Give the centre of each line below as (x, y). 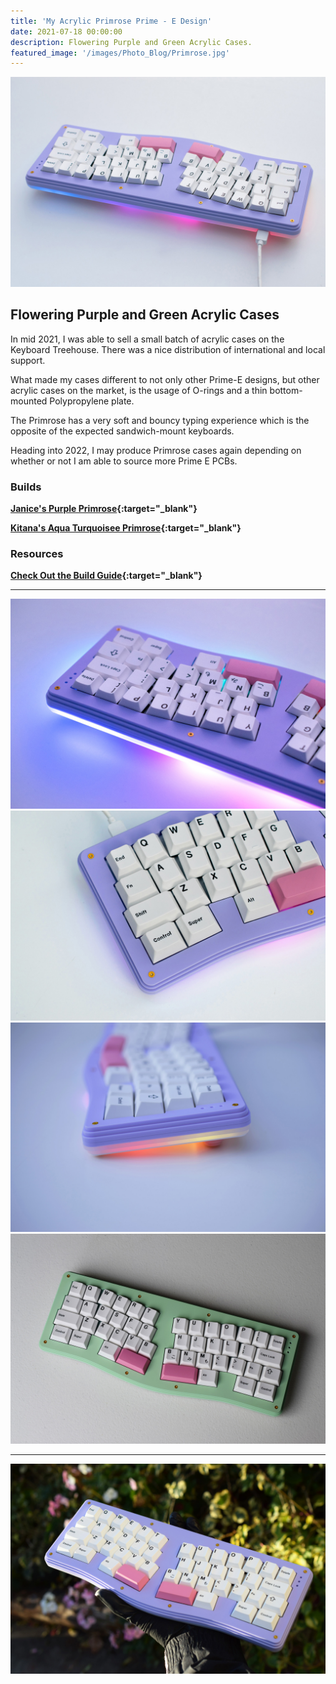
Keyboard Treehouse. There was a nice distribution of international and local (168, 349)
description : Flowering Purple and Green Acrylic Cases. (131, 42)
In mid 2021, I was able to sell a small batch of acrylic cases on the (147, 339)
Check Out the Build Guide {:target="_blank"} (106, 576)
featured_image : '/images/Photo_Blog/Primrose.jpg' (120, 53)
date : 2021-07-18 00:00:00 (66, 31)
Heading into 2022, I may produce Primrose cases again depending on (156, 450)
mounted (29, 401)
